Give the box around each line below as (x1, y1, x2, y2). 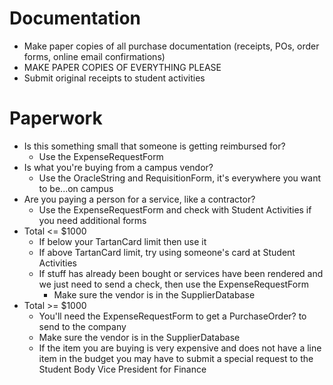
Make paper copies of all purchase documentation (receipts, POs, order (23, 40, 320, 52)
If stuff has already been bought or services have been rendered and (38, 267, 324, 279)
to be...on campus (38, 182, 114, 194)
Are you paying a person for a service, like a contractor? (23, 193, 256, 205)
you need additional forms (38, 214, 147, 226)
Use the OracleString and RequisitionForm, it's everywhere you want (38, 172, 322, 184)
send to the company (38, 320, 127, 332)
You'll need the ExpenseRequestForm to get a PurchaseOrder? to (38, 310, 307, 322)
